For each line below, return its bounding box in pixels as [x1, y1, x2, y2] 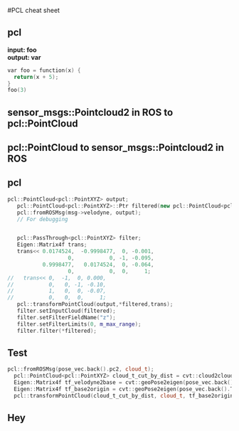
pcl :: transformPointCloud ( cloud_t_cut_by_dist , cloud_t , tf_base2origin [14, 392, 234, 399]
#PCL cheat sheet [7, 6, 60, 14]
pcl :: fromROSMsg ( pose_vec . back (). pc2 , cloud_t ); [7, 366, 154, 373]
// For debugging [16, 215, 69, 223]
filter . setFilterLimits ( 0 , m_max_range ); [16, 320, 142, 328]
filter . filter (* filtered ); [16, 327, 97, 334]
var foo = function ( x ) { [7, 67, 81, 74]
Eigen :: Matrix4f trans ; [16, 241, 87, 248]
